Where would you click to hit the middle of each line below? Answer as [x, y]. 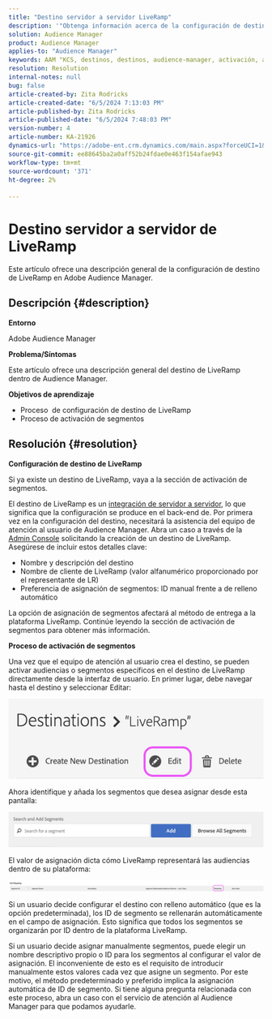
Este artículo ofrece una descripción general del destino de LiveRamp [125, 370]
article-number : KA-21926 [52, 137]
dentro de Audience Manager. [58, 378]
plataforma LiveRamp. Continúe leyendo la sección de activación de [122, 621]
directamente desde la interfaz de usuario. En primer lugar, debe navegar [130, 678]
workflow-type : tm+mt [45, 162]
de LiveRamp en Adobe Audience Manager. [81, 278]
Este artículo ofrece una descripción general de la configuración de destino [134, 269]
